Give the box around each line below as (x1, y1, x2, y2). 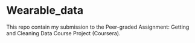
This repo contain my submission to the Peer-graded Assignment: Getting (6, 23, 190, 30)
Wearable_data (6, 4, 83, 17)
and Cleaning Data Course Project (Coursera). (6, 29, 121, 36)
